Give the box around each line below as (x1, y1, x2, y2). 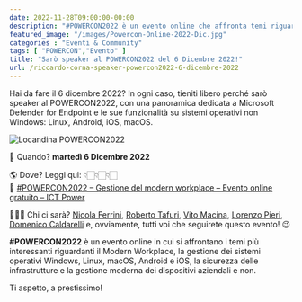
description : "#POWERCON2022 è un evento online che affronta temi (9, 22, 268, 31)
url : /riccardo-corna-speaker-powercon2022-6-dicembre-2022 (9, 64, 240, 73)
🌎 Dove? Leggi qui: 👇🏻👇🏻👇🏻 (9, 169, 118, 180)
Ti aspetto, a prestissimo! (9, 282, 103, 293)
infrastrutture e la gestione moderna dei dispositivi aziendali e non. (9, 264, 257, 275)
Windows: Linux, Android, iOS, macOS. (9, 116, 154, 127)
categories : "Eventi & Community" (9, 38, 143, 48)
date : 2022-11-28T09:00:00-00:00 (9, 13, 135, 22)
